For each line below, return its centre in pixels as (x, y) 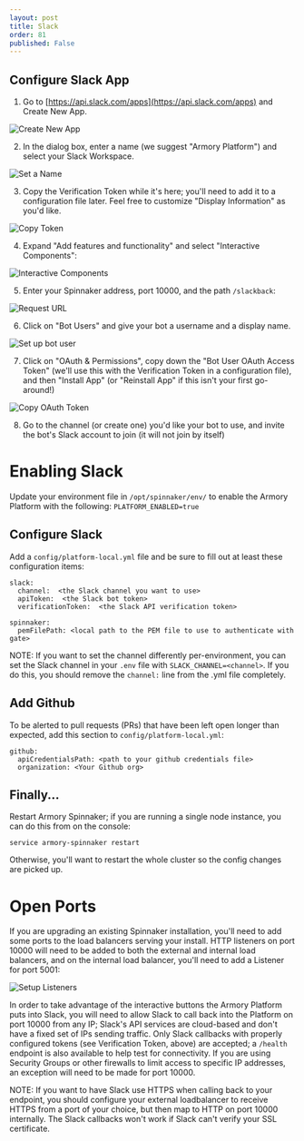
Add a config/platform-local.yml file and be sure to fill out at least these (146, 556)
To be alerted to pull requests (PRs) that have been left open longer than (144, 725)
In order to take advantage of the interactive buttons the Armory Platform (146, 1005)
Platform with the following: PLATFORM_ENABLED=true (104, 506)
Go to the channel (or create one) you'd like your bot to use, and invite (154, 425)
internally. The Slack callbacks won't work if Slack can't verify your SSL (143, 1119)
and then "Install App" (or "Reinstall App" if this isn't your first (137, 380)
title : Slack (34, 26)
